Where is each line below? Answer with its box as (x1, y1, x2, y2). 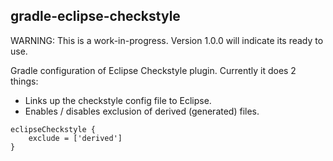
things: (10, 75, 39, 87)
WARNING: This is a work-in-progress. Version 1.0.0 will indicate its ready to (10, 34, 324, 46)
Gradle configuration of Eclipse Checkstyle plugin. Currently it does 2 (10, 64, 297, 76)
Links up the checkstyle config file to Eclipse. (24, 94, 212, 106)
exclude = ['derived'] (28, 133, 123, 143)
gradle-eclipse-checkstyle (10, 8, 181, 25)
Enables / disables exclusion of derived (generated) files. (24, 105, 260, 117)
